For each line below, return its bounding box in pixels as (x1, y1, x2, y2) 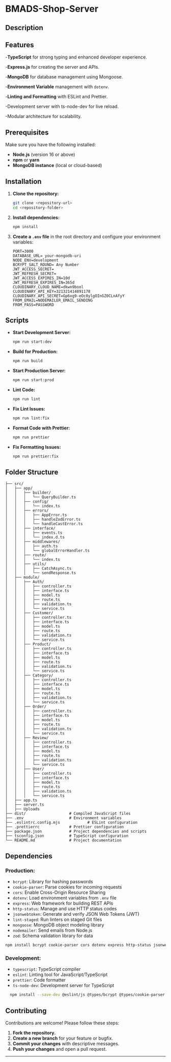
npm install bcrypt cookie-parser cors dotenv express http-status (5, 943, 152, 948)
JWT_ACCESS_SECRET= (12, 266, 54, 271)
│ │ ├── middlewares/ (5, 539, 60, 544)
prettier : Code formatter (12, 977, 66, 983)
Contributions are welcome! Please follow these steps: (5, 1020, 120, 1026)
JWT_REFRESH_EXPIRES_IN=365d (12, 280, 75, 285)
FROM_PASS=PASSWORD (12, 302, 54, 307)
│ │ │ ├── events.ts (5, 530, 63, 535)
